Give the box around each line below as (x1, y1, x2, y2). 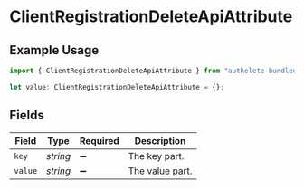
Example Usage (9, 43, 100, 58)
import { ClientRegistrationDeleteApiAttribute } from (9, 66, 221, 75)
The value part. (128, 165, 193, 177)
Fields (9, 108, 45, 123)
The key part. (128, 149, 185, 162)
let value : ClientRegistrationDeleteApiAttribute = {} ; (9, 82, 224, 91)
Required (79, 134, 119, 146)
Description (134, 134, 186, 146)
